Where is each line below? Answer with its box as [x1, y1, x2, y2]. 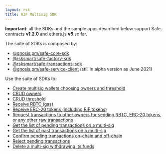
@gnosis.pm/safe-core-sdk [12, 50, 69, 56]
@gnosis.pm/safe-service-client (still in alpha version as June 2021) [12, 66, 153, 72]
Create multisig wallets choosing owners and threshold [12, 85, 126, 91]
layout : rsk [5, 7, 30, 12]
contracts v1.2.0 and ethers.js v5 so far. [5, 31, 88, 37]
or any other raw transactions [12, 117, 73, 123]
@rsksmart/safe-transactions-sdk [12, 61, 82, 67]
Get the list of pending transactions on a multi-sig [12, 122, 115, 128]
